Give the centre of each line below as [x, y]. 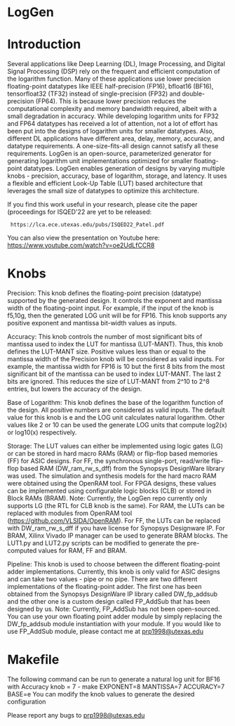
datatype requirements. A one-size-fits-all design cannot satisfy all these [113, 146]
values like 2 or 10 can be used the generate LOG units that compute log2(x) [117, 425]
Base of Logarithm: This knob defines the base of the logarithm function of [115, 403]
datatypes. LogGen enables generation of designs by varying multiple [125, 169]
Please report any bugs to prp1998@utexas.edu [76, 715]
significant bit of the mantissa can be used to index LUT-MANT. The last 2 [114, 374]
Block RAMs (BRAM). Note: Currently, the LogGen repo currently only [107, 498]
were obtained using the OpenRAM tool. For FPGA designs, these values [112, 484]
